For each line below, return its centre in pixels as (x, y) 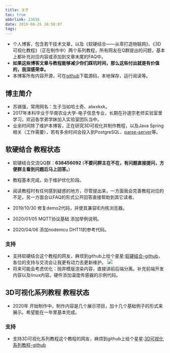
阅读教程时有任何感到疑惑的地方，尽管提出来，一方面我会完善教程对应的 (88, 191)
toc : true (16, 15)
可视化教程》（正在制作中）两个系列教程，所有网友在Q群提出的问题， (84, 50)
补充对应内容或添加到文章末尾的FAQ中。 (64, 57)
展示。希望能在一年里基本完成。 (46, 312)
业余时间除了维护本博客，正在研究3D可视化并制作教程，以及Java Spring (88, 126)
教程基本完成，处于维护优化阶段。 (48, 180)
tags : (11, 29)
